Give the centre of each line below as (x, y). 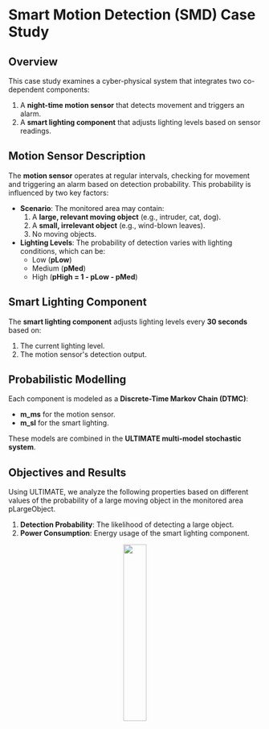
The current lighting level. (62, 346)
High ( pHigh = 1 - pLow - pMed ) (85, 276)
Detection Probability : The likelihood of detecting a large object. (127, 524)
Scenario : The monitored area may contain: (92, 208)
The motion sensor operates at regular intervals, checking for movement (129, 176)
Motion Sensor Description (77, 156)
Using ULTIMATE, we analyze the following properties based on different (128, 492)
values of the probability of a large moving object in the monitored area (126, 500)
